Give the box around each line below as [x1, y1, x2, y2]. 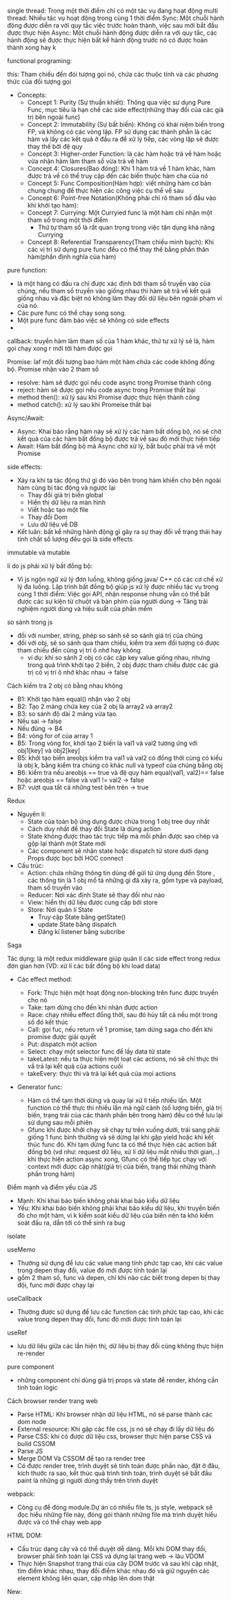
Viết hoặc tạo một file [27, 506, 89, 513]
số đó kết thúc [27, 1018, 69, 1026]
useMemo [7, 1245, 36, 1254]
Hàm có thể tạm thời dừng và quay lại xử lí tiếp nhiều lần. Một [27, 1097, 202, 1104]
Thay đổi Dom [27, 513, 68, 521]
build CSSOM [17, 1440, 56, 1447]
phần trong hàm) [27, 1170, 75, 1178]
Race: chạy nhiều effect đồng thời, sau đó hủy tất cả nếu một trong [27, 1011, 218, 1018]
